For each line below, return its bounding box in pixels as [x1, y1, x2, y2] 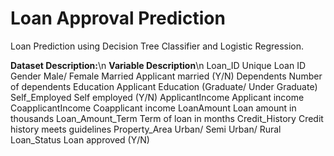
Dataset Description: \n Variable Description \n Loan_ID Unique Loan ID [10, 59, 307, 71]
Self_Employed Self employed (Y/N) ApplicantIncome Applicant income [10, 91, 305, 103]
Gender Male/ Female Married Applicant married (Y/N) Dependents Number [10, 70, 323, 82]
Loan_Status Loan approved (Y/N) [10, 133, 150, 146]
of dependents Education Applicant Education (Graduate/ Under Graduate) [10, 80, 318, 92]
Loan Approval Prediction [10, 7, 226, 30]
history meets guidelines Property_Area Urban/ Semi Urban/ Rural [10, 123, 282, 135]
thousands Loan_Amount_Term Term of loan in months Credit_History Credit [10, 112, 324, 124]
